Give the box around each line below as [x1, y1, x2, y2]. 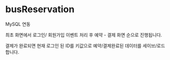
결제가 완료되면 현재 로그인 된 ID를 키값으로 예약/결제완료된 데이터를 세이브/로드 [5, 42, 165, 49]
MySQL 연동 [5, 21, 31, 27]
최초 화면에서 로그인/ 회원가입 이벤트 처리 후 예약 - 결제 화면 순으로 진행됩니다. [5, 32, 162, 38]
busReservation [5, 4, 74, 15]
